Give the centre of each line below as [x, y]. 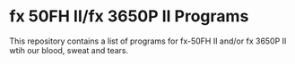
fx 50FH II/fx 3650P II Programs [129, 16]
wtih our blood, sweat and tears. [69, 50]
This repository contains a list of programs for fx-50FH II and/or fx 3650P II [148, 41]
